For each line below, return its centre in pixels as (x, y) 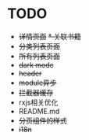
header (30, 73)
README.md (39, 111)
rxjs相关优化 (38, 102)
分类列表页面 (39, 46)
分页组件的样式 (43, 120)
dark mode (36, 64)
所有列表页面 (39, 56)
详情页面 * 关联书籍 (50, 36)
